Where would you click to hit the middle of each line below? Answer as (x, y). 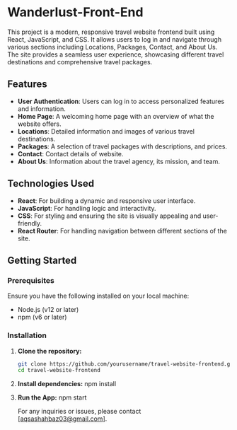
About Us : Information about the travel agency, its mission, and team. (119, 161)
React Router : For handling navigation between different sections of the (122, 231)
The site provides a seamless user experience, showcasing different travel (116, 54)
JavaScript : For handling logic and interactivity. (87, 208)
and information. (41, 109)
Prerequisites (31, 280)
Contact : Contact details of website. (70, 153)
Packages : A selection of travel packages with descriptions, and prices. (122, 146)
